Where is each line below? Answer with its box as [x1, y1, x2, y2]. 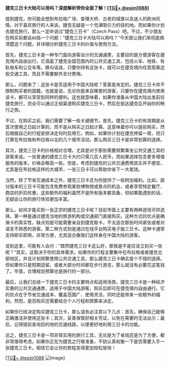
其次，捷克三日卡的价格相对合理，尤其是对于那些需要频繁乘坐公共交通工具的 [5, 147, 165, 153]
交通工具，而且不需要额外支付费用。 [9, 71, 85, 76]
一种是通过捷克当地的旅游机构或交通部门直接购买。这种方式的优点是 [18, 213, 160, 219]
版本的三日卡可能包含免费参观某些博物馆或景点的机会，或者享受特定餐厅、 [9, 183, 165, 189]
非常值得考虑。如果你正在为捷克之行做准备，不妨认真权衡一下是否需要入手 [5, 339, 160, 344]
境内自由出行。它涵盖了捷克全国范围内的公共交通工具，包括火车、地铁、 [9, 58, 160, 64]
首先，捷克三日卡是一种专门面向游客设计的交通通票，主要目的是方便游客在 [5, 52, 160, 58]
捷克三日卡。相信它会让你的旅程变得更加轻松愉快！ [9, 345, 116, 351]
